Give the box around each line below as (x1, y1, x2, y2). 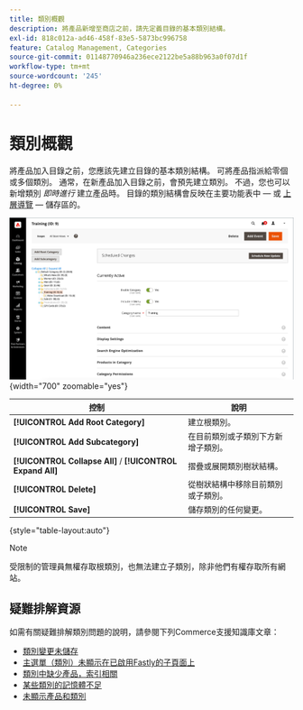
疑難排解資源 (9, 601, 81, 616)
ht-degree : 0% (9, 81, 63, 90)
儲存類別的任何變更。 (188, 504, 268, 515)
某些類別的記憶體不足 (22, 679, 102, 690)
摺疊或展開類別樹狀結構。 (188, 460, 283, 471)
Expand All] (13, 465, 59, 475)
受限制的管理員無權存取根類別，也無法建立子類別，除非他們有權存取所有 (9, 560, 278, 572)
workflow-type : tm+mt (9, 62, 91, 71)
